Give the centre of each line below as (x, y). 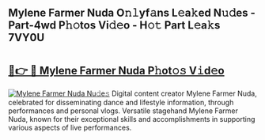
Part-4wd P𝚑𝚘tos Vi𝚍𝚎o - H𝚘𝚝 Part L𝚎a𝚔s (114, 26)
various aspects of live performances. (70, 127)
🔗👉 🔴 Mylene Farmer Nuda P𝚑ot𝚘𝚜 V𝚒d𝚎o (116, 70)
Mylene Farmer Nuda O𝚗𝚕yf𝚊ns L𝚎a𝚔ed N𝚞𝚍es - (132, 13)
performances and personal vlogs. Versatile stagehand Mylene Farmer (123, 111)
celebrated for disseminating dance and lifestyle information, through (121, 102)
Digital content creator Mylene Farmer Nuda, (184, 93)
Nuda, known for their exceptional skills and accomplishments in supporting (132, 119)
